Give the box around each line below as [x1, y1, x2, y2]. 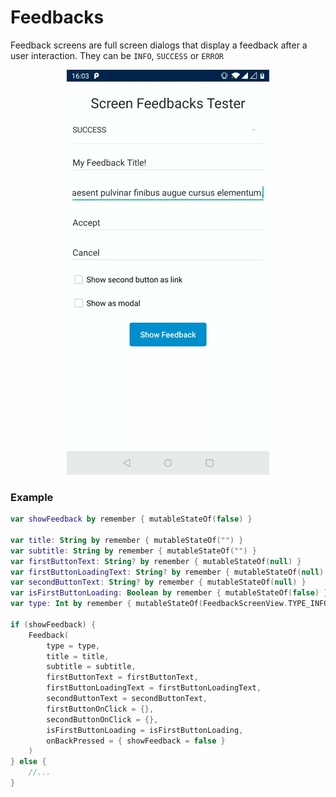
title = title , [46, 651, 110, 661]
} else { [10, 757, 47, 767]
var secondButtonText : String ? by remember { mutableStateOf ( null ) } [10, 577, 307, 588]
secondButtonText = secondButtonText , [46, 694, 208, 704]
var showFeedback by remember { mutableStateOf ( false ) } [10, 514, 253, 525]
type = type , [46, 641, 101, 651]
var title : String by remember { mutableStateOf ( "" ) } [10, 535, 244, 545]
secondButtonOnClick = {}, [46, 714, 159, 725]
